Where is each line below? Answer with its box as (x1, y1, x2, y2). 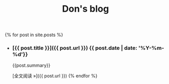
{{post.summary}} (12, 62, 51, 69)
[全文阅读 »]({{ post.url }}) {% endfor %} (12, 73, 98, 79)
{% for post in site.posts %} (5, 32, 64, 38)
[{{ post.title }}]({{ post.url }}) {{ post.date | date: (12, 44, 138, 51)
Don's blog (62, 3, 109, 15)
